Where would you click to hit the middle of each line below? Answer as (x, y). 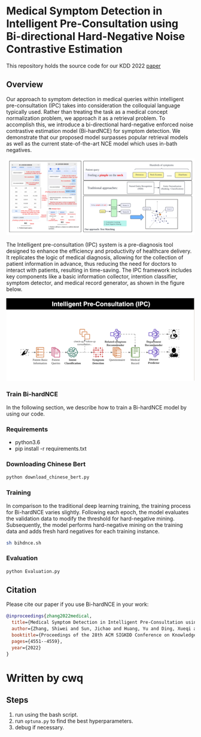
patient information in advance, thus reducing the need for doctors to (92, 263)
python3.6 (28, 442)
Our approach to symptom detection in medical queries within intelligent (95, 99)
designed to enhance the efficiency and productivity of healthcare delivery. (99, 251)
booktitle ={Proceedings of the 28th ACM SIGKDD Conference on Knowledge (104, 635)
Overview (25, 85)
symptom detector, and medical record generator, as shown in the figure (95, 283)
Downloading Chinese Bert (46, 464)
